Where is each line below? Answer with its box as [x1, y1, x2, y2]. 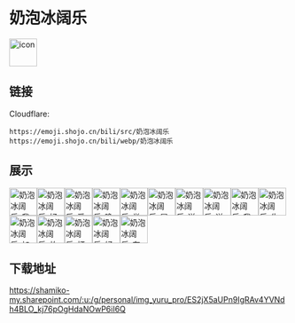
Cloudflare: [9, 108, 50, 119]
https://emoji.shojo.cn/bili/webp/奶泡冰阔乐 [9, 137, 174, 146]
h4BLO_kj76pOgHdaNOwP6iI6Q [9, 303, 127, 315]
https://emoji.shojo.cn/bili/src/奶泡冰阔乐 [9, 127, 170, 136]
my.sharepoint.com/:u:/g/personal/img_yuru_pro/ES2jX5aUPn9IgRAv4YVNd [9, 295, 285, 305]
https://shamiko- [9, 285, 70, 295]
